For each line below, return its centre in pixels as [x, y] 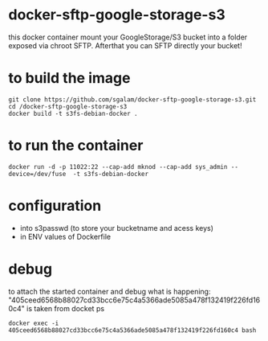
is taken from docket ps [66, 308]
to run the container [76, 146]
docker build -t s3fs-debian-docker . [73, 113]
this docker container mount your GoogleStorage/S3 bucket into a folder [128, 37]
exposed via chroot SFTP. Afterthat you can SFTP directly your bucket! [125, 45]
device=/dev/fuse [37, 174]
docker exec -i [34, 323]
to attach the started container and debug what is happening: [110, 291]
